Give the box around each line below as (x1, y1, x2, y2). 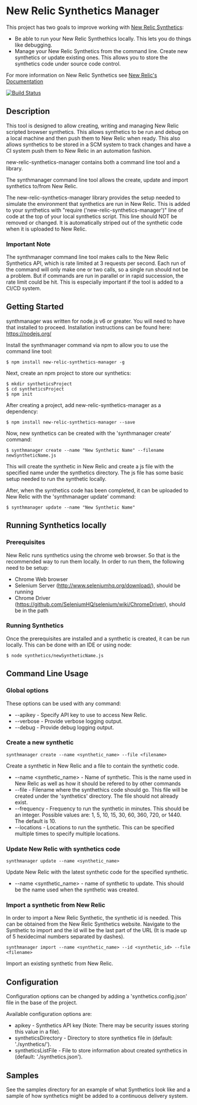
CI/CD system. (6, 285, 41, 292)
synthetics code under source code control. (14, 60, 121, 67)
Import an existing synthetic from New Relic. (6, 960, 113, 967)
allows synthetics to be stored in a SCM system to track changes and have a (6, 140, 191, 148)
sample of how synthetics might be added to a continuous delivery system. (6, 1093, 188, 1100)
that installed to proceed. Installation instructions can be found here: (6, 323, 172, 331)
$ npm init (6, 391, 33, 397)
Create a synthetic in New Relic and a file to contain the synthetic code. (6, 762, 179, 769)
